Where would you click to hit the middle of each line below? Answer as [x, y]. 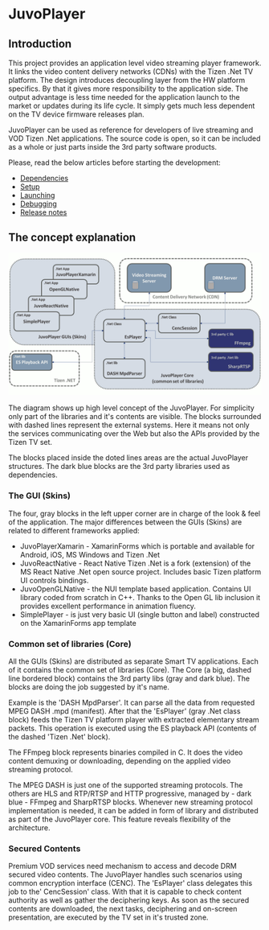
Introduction [40, 44]
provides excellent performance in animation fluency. [108, 606]
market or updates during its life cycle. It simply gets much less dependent [132, 106]
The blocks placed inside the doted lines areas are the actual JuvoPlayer [128, 458]
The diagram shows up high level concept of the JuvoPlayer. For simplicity [131, 408]
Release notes [43, 212]
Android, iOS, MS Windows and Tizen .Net [90, 554]
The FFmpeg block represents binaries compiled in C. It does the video [126, 752]
